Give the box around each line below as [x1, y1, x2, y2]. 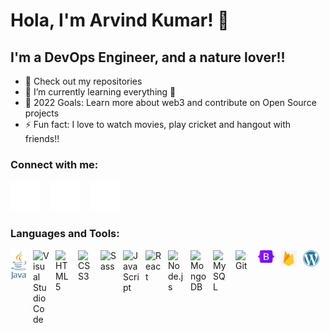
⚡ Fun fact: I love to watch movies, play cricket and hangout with [24, 119, 292, 130]
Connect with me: [10, 157, 99, 171]
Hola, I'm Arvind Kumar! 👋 [10, 9, 230, 32]
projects [24, 107, 60, 119]
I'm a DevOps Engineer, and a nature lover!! [10, 49, 286, 66]
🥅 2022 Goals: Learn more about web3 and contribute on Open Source [24, 97, 317, 108]
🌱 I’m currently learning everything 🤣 [24, 86, 177, 98]
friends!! [24, 133, 60, 144]
